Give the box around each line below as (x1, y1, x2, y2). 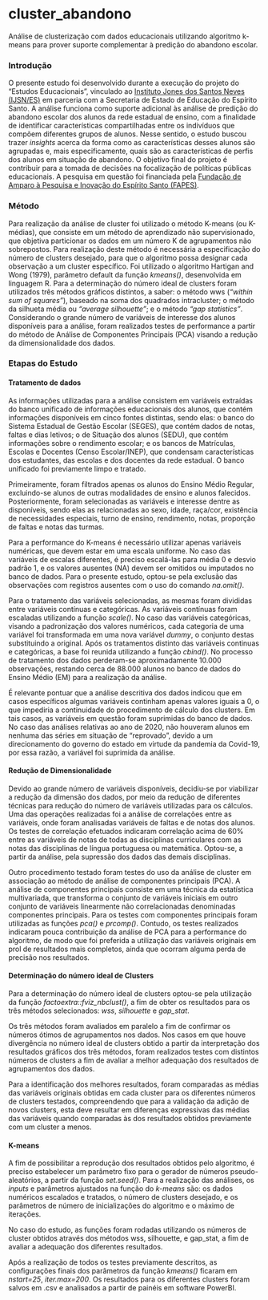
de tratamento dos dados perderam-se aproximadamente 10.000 (8, 655, 222, 665)
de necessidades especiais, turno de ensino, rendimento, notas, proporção (8, 513, 256, 523)
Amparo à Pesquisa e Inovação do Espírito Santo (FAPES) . (8, 180, 200, 190)
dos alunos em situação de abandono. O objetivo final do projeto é (8, 155, 228, 164)
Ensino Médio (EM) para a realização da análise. (8, 672, 167, 682)
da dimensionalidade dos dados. (8, 338, 116, 347)
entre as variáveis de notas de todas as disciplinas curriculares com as (8, 835, 242, 844)
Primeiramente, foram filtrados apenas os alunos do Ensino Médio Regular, (8, 479, 254, 489)
